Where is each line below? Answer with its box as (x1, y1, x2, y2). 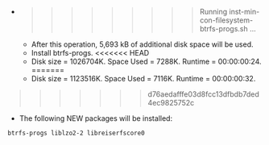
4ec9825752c (147, 98, 195, 107)
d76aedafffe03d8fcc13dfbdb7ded (147, 89, 259, 99)
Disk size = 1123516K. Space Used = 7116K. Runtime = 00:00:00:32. (31, 74, 256, 83)
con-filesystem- (199, 15, 254, 25)
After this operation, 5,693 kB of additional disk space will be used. (31, 39, 254, 49)
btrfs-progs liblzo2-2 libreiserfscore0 (7, 129, 146, 137)
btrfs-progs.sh (199, 24, 248, 33)
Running (199, 7, 228, 16)
